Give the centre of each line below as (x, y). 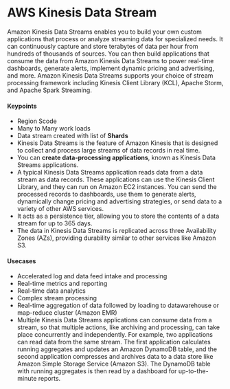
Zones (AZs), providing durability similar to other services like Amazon (116, 238)
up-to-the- (193, 371)
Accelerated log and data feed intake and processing (92, 276)
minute (27, 379)
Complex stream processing (57, 298)
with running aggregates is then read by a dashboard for (97, 371)
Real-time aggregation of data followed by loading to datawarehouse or (118, 305)
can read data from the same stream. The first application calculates (114, 342)
